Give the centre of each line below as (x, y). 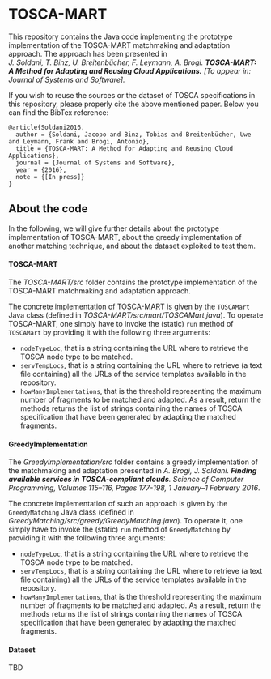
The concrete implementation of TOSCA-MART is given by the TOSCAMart (129, 306)
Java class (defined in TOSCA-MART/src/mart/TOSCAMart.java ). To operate (136, 315)
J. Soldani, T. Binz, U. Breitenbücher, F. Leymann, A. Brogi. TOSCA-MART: (133, 62)
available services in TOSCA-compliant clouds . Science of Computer (126, 480)
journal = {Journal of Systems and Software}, (95, 163)
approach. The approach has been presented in (88, 53)
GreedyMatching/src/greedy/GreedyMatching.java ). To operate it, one (125, 521)
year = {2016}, (41, 170)
